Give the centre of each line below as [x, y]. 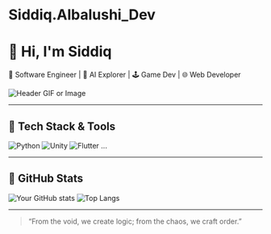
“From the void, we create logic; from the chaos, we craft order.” [135, 221]
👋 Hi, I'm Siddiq [60, 52]
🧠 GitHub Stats [46, 179]
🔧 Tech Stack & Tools [62, 126]
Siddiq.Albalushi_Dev [82, 15]
